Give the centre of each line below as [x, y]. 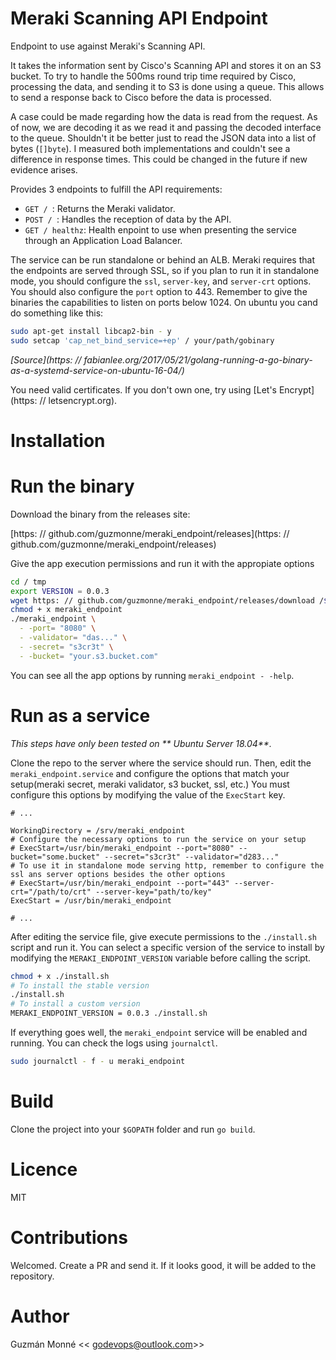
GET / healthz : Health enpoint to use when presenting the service [160, 229]
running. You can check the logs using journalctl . [114, 1043]
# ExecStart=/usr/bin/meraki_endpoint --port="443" [120, 883]
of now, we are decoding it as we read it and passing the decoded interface [166, 127]
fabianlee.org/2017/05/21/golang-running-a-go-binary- [198, 359]
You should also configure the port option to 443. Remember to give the [159, 291]
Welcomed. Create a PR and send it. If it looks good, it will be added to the [163, 1265]
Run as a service [80, 715]
